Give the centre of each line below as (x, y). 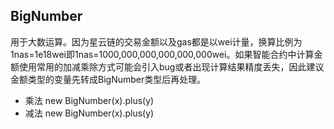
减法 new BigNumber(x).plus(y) (89, 113)
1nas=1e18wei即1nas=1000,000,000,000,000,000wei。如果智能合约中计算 (162, 54)
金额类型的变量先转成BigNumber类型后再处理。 (108, 79)
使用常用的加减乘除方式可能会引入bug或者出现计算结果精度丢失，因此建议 (171, 66)
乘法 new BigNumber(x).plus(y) (89, 100)
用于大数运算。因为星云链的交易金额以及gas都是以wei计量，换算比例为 (156, 41)
